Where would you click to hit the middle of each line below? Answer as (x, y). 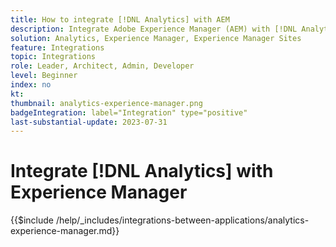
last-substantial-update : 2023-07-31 (89, 122)
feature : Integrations (57, 47)
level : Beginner (44, 76)
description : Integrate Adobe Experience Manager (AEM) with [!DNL (154, 29)
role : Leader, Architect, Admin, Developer (102, 66)
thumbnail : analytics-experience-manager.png (106, 103)
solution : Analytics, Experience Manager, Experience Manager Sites (156, 38)
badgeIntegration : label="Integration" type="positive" (129, 112)
